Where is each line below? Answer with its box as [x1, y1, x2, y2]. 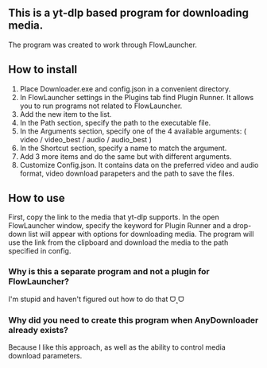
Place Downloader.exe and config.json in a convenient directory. [19, 83, 231, 94]
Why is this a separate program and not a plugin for [8, 266, 211, 277]
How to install [8, 63, 78, 76]
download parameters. [8, 351, 83, 361]
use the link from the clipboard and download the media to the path [8, 238, 229, 247]
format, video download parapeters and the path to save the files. [19, 169, 234, 178]
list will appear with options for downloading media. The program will [28, 230, 254, 239]
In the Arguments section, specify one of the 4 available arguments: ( [19, 126, 247, 136]
